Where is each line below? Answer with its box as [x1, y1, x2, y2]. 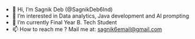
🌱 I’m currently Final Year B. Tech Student [12, 19, 117, 26]
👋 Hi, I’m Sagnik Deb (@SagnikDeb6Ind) [12, 6, 113, 13]
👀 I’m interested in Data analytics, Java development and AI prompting [12, 12, 189, 19]
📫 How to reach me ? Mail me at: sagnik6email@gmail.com [12, 26, 163, 33]
